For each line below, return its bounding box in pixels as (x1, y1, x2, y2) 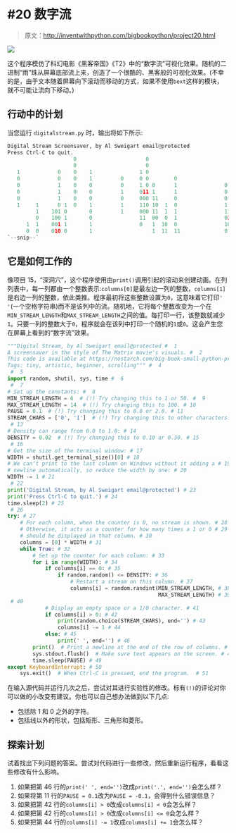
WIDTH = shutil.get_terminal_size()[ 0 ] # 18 (7, 454, 140, 461)
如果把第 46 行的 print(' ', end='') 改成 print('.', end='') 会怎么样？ (17, 783, 223, 791)
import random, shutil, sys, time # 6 (7, 375, 124, 383)
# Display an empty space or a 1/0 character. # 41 (44, 604, 199, 612)
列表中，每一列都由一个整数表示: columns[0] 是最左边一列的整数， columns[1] (7, 284, 226, 292)
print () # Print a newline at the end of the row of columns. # (32, 643, 228, 650)
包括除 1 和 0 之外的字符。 (17, 708, 93, 716)
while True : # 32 (20, 545, 71, 553)
